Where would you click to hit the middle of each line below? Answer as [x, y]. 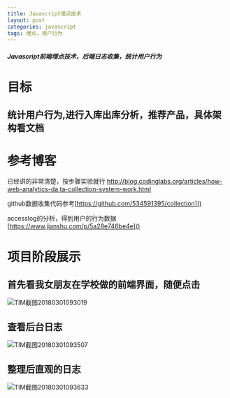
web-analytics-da [33, 189]
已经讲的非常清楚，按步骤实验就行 [56, 182]
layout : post [26, 20]
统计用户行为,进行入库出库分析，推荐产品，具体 [110, 115]
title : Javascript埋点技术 [44, 14]
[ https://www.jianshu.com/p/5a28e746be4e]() [74, 226]
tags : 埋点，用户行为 [35, 33]
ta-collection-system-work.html [106, 189]
